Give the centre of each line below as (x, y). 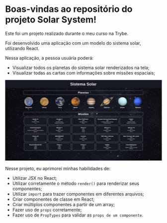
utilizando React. (22, 48)
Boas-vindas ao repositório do (69, 9)
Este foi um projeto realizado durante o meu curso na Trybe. (67, 33)
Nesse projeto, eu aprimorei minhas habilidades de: (58, 168)
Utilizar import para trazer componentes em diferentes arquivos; (78, 194)
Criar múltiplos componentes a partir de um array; (64, 204)
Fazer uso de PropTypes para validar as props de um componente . (78, 215)
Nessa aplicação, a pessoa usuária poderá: (49, 58)
